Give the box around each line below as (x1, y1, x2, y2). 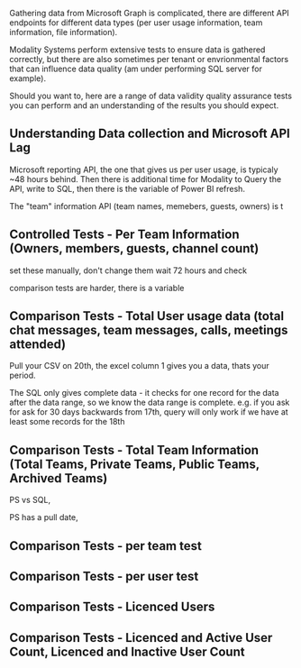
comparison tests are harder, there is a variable (9, 282, 185, 293)
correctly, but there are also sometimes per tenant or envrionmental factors (9, 54, 289, 64)
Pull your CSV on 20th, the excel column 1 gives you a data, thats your (9, 361, 270, 371)
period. (9, 370, 36, 381)
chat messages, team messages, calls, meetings (9, 323, 288, 338)
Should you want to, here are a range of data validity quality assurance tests (9, 90, 293, 101)
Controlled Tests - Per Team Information (9, 227, 240, 242)
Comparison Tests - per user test (9, 569, 199, 584)
